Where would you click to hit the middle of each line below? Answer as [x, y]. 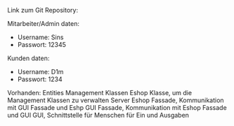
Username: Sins [40, 37]
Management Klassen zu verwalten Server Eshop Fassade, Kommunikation [116, 100]
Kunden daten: [28, 58]
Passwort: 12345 [42, 44]
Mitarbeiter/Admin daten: [43, 23]
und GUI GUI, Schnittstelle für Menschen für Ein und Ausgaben [98, 115]
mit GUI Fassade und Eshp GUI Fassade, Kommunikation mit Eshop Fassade [117, 107]
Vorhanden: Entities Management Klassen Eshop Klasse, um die [99, 93]
